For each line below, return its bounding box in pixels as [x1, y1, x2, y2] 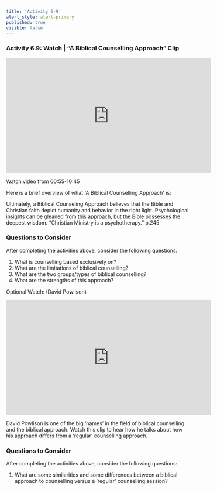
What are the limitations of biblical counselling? [14, 264, 129, 271]
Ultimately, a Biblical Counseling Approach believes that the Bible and [6, 200, 174, 208]
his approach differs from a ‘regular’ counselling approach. [6, 432, 148, 439]
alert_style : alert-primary [6, 14, 75, 20]
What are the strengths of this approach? [14, 277, 114, 284]
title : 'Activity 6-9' [6, 8, 61, 15]
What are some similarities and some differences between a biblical [14, 471, 178, 478]
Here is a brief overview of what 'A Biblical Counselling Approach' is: [6, 189, 171, 196]
